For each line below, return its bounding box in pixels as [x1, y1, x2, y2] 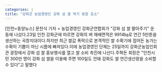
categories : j [5, 7, 34, 12]
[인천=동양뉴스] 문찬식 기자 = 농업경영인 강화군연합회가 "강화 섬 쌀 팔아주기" [5, 25, 149, 31]
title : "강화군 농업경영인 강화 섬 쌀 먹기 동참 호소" [5, 12, 100, 16]
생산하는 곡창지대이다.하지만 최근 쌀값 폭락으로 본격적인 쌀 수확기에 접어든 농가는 [5, 37, 158, 43]
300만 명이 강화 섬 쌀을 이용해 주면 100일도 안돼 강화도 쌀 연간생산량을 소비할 [10, 56, 157, 61]
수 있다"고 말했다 [5, 61, 37, 68]
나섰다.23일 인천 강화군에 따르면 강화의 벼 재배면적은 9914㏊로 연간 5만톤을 [14, 31, 157, 37]
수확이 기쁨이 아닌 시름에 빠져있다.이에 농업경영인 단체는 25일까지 [5, 43, 129, 49]
